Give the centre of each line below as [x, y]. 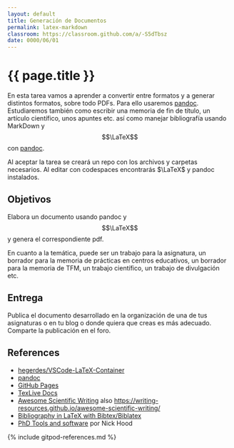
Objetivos [29, 199]
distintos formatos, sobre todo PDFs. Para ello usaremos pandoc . [103, 103]
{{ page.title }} [51, 76]
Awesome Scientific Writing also [65, 400]
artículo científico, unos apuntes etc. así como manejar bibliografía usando [117, 118]
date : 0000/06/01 [33, 41]
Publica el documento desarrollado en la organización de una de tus [107, 315]
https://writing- [136, 400]
